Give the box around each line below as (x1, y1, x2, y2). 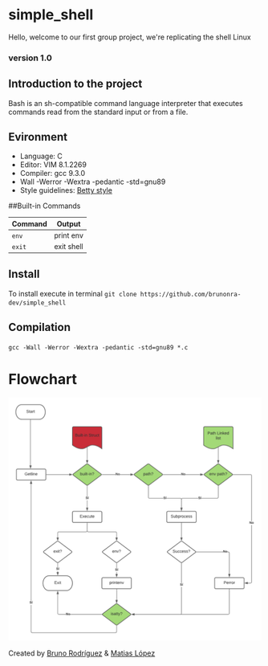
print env (54, 231, 84, 240)
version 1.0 (8, 52, 52, 63)
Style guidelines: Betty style (19, 186, 112, 195)
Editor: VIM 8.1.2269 (19, 160, 87, 170)
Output (56, 219, 81, 228)
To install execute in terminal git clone (8, 288, 137, 298)
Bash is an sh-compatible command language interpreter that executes (8, 98, 243, 108)
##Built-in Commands (8, 201, 81, 210)
